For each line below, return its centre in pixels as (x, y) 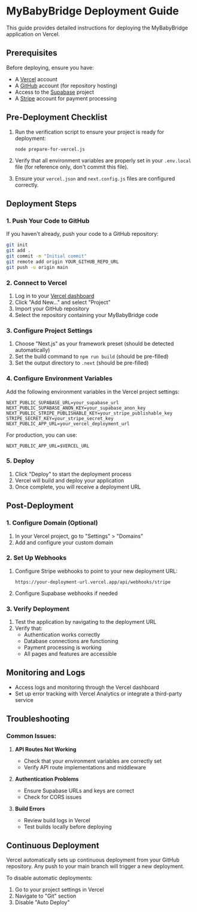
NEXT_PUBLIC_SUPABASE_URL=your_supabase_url (63, 402)
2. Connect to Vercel (37, 283)
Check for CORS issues (53, 797)
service (24, 700)
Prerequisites (32, 53)
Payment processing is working (63, 647)
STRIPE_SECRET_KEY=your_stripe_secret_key (60, 418)
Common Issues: (31, 736)
